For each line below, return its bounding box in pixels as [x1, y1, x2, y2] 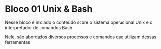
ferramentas [5, 39, 31, 45]
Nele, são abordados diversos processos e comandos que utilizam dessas [5, 34, 157, 40]
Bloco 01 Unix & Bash [5, 3, 93, 15]
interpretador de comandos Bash [5, 24, 73, 30]
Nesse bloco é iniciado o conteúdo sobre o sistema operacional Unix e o [5, 19, 153, 25]
